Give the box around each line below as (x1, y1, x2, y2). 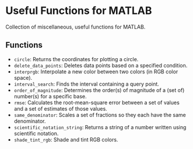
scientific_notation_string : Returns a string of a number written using (13, 123, 187, 130)
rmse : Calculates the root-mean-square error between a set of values (13, 99, 180, 106)
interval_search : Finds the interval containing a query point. (13, 80, 160, 87)
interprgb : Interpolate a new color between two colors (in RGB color (13, 68, 178, 75)
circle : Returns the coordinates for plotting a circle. (13, 55, 139, 62)
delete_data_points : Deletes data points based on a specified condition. (13, 62, 188, 69)
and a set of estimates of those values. (13, 105, 107, 112)
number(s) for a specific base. (13, 93, 87, 100)
